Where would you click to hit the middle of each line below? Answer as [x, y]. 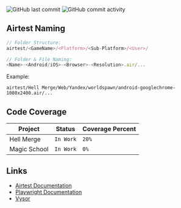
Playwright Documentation [48, 192]
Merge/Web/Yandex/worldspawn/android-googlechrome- [108, 88]
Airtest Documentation [43, 185]
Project [29, 129]
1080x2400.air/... [30, 93]
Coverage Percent [109, 129]
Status [66, 129]
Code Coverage [37, 112]
